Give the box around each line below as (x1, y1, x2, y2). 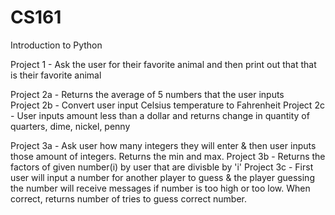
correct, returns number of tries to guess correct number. (10, 192, 248, 205)
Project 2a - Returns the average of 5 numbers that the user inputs (10, 88, 285, 100)
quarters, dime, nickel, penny (10, 120, 131, 132)
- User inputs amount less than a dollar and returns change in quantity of (10, 109, 310, 121)
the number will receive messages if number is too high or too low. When (10, 182, 311, 194)
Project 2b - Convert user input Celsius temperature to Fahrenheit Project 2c (10, 99, 325, 111)
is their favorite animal (10, 69, 102, 81)
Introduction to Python (10, 39, 103, 51)
